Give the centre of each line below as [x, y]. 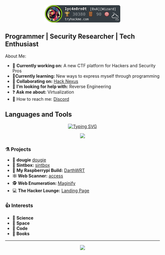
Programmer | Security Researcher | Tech [70, 37]
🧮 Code [20, 228]
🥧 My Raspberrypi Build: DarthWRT [48, 170]
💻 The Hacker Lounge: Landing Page [51, 190]
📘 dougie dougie [29, 160]
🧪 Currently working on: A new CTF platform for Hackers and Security [84, 65]
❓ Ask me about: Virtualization [43, 92]
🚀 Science [23, 218]
